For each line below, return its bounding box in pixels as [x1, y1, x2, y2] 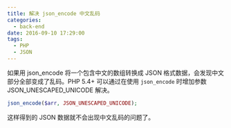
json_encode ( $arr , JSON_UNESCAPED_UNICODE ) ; [7, 100, 138, 107]
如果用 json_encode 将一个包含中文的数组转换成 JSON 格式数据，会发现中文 [7, 68, 225, 77]
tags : [7, 36, 23, 43]
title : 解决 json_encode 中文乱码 [7, 10, 100, 17]
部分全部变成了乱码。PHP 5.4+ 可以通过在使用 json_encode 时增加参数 [7, 77, 207, 85]
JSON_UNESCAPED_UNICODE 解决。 [7, 86, 113, 94]
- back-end [13, 23, 45, 30]
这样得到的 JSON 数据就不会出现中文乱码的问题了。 [7, 113, 155, 121]
